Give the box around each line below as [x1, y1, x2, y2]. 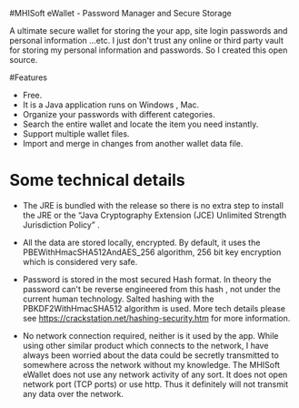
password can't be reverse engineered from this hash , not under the [22, 283, 281, 294]
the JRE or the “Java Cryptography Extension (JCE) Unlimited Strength [22, 209, 287, 220]
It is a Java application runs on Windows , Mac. [22, 99, 200, 110]
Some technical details [9, 170, 186, 190]
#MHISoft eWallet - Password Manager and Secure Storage [9, 8, 232, 18]
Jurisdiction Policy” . [22, 219, 100, 230]
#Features [9, 72, 48, 83]
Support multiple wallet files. [22, 128, 130, 139]
